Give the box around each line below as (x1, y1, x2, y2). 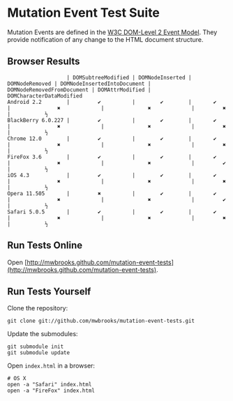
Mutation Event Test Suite (7, 5, 160, 21)
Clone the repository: (7, 304, 68, 312)
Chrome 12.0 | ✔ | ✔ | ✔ (7, 135, 217, 142)
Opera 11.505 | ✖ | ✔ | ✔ (7, 190, 217, 197)
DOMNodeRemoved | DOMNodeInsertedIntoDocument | (7, 80, 151, 87)
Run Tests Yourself (7, 285, 91, 297)
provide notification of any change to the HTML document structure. (7, 35, 204, 43)
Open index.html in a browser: (7, 361, 96, 370)
